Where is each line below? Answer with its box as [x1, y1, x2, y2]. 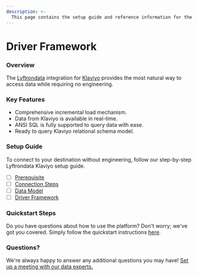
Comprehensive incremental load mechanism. [14, 109, 127, 116]
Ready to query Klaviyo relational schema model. [14, 128, 135, 135]
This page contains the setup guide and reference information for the [11, 14, 193, 20]
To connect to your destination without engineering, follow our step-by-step [6, 156, 191, 163]
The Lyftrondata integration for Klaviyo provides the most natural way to [6, 74, 182, 81]
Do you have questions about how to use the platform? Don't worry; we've [6, 223, 188, 230]
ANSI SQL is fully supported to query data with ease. [14, 121, 144, 129]
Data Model [14, 187, 43, 194]
